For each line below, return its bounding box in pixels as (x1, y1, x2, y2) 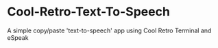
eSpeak (7, 33, 29, 41)
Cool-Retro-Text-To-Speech (7, 4, 170, 20)
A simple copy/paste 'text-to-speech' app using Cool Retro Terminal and (7, 26, 212, 34)
